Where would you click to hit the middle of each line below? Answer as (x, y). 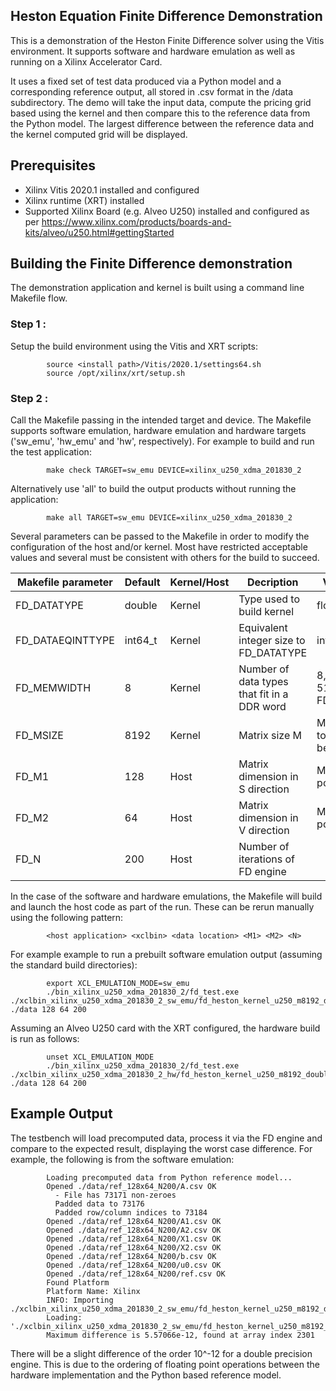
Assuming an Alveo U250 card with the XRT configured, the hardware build (165, 1028)
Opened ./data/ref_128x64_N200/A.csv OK (131, 1186)
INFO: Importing (80, 1300)
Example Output (61, 1114)
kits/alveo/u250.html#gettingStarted (99, 232)
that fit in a (263, 694)
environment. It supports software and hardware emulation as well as (153, 51)
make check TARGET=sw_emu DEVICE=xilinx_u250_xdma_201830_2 (174, 470)
